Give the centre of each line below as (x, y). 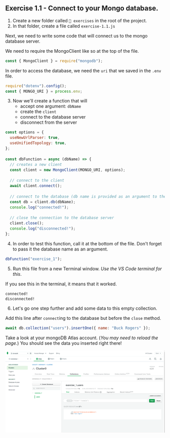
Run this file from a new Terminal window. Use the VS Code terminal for (87, 269)
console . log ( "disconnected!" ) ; (43, 229)
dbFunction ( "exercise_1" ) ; (34, 259)
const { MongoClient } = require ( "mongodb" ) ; (54, 61)
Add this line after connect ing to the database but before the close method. (83, 318)
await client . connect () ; (36, 186)
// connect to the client (37, 180)
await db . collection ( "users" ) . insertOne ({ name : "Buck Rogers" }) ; (78, 328)
